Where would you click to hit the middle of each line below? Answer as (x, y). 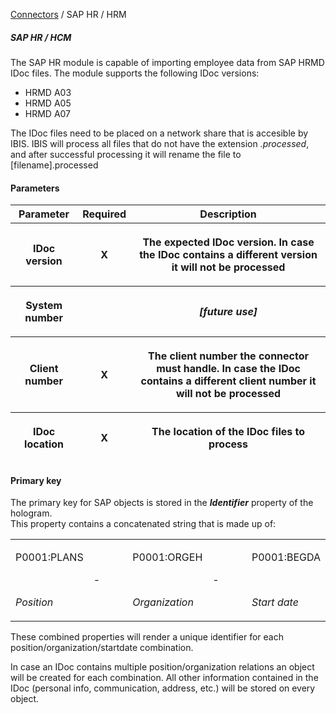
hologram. (31, 513)
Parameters (35, 188)
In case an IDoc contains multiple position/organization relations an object (162, 667)
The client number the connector (229, 356)
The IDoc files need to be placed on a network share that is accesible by (159, 133)
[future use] (228, 312)
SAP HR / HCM (41, 37)
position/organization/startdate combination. (102, 648)
